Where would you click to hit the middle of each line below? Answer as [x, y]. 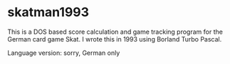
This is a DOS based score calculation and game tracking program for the [115, 32]
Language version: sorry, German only [64, 53]
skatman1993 [48, 12]
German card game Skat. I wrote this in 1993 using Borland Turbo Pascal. [115, 39]
